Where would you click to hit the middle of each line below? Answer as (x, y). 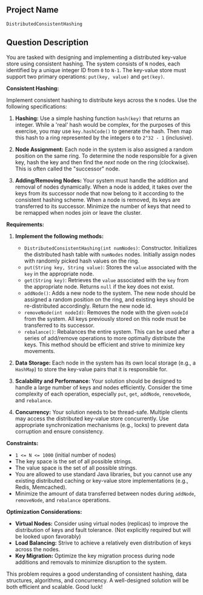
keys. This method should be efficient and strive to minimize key (104, 345)
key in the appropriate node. (59, 274)
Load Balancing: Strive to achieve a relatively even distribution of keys (103, 543)
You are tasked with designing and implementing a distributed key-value (96, 57)
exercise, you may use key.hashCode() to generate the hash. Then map (103, 131)
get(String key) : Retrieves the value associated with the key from (106, 280)
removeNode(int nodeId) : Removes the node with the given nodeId (106, 312)
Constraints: (22, 443)
